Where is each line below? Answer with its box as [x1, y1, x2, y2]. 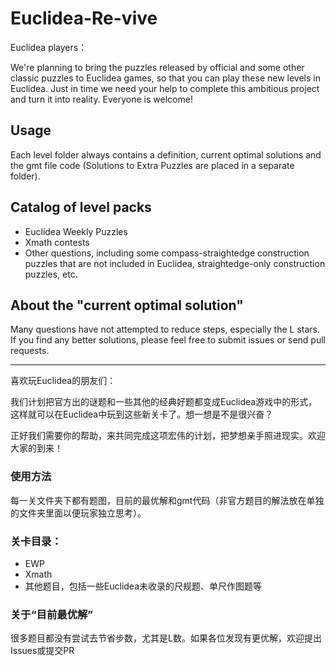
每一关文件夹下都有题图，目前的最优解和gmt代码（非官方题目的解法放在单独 [10, 494, 325, 506]
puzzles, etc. [24, 268, 78, 280]
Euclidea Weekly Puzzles [24, 225, 128, 237]
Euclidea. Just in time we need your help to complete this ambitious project [10, 82, 320, 94]
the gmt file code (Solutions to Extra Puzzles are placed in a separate [10, 159, 295, 171]
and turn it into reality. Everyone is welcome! [10, 93, 193, 105]
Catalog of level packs [10, 199, 152, 216]
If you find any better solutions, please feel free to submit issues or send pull [10, 334, 326, 346]
